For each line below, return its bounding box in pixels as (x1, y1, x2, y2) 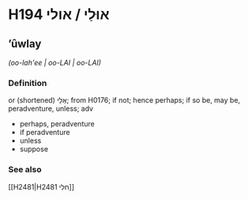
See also (8, 164, 42, 175)
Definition (8, 77, 47, 88)
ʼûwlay (8, 37, 42, 51)
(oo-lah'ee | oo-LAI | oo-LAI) (8, 58, 101, 67)
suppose (19, 145, 49, 154)
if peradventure (19, 128, 70, 137)
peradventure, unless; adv (8, 104, 93, 114)
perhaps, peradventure (19, 119, 95, 129)
